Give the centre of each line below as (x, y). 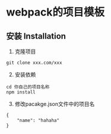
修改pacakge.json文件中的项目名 (55, 104)
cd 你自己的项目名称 (28, 87)
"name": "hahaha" (38, 120)
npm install (21, 92)
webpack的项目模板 (56, 12)
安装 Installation (36, 36)
